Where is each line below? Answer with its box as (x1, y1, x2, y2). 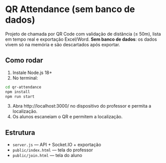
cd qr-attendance (5, 85, 42, 90)
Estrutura (5, 128, 36, 137)
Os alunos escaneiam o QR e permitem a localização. (12, 114, 123, 120)
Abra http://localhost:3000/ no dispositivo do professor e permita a (12, 103, 151, 109)
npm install (5, 89, 30, 94)
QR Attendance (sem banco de (5, 4, 135, 15)
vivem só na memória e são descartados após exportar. (5, 41, 120, 47)
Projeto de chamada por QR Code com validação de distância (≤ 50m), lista (5, 31, 161, 37)
